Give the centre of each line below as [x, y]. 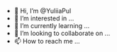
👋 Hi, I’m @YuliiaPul [43, 11]
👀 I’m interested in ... [44, 18]
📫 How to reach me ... [47, 41]
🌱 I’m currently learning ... [52, 26]
